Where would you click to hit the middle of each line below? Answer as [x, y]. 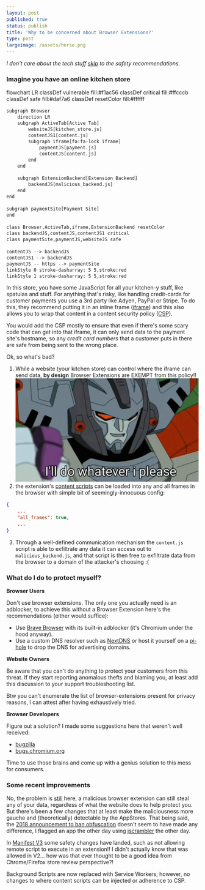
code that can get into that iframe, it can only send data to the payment [96, 332]
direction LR [34, 117]
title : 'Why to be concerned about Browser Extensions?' [80, 32]
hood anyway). [34, 634]
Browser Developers [33, 714]
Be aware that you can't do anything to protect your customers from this [97, 671]
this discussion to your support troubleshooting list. [71, 684]
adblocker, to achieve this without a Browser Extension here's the [88, 609]
